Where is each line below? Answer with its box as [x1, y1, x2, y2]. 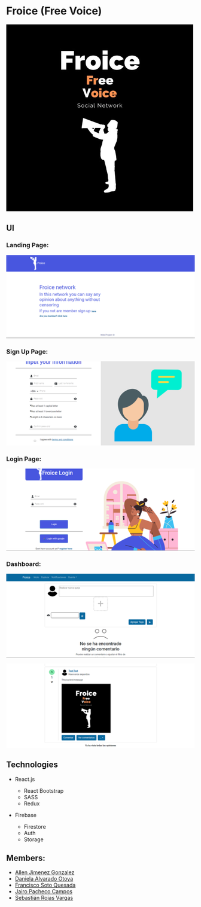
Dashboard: [6, 559, 41, 568]
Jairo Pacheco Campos [14, 888, 73, 895]
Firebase [14, 811, 37, 818]
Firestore [23, 823, 46, 830]
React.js [14, 775, 35, 783]
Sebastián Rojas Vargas [14, 894, 74, 902]
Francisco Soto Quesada [14, 881, 76, 889]
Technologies [6, 760, 59, 770]
